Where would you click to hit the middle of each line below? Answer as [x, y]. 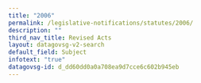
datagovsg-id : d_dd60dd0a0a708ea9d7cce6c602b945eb [94, 67]
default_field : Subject [48, 52]
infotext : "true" [37, 60]
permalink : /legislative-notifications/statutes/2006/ [101, 23]
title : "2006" [32, 15]
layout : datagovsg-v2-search [56, 45]
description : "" [35, 30]
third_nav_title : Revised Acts [60, 38]
